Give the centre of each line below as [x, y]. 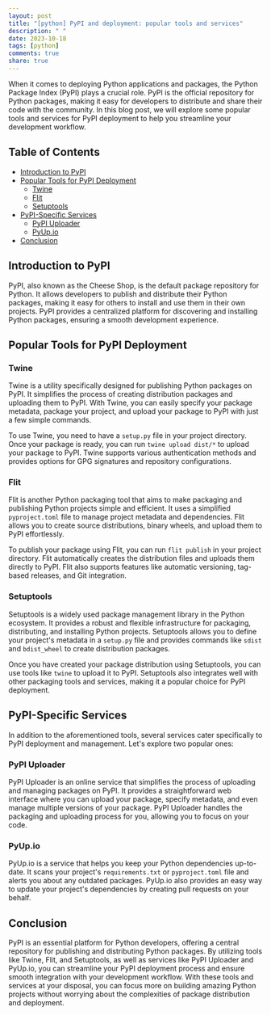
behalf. [20, 898]
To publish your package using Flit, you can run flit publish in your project [135, 550]
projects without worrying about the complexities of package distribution [129, 994]
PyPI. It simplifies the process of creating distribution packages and [121, 394]
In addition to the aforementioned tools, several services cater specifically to [135, 735]
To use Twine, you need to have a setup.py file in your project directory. [128, 436]
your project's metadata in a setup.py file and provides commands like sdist [135, 640]
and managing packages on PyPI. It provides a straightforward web [120, 790]
